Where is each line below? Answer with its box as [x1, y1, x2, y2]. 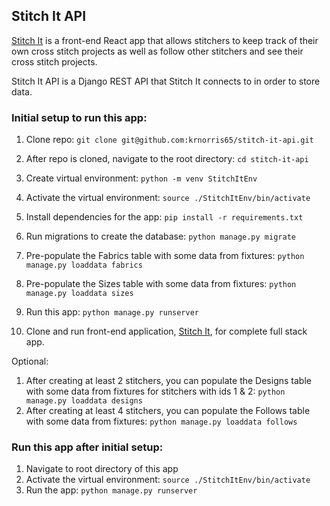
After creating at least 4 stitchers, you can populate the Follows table [25, 405, 311, 417]
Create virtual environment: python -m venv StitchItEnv [25, 172, 258, 184]
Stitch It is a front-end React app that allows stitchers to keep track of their [11, 34, 319, 46]
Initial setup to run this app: [11, 110, 148, 124]
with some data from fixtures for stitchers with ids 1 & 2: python [25, 385, 286, 398]
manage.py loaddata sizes [25, 289, 134, 299]
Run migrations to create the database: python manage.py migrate [25, 230, 296, 243]
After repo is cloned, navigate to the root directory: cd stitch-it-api [25, 153, 309, 165]
